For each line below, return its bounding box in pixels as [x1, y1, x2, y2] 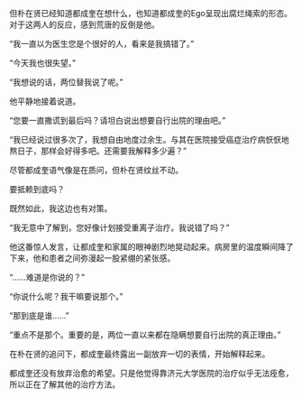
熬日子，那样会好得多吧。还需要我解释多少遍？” [9, 145, 188, 156]
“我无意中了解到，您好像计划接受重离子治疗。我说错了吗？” [9, 222, 230, 233]
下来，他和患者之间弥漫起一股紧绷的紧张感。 [9, 253, 176, 264]
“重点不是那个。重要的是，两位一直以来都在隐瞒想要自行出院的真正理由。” [9, 329, 281, 340]
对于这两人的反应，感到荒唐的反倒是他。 [9, 19, 160, 30]
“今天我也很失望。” [9, 58, 77, 68]
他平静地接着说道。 [9, 96, 81, 106]
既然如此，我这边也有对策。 [9, 203, 113, 214]
